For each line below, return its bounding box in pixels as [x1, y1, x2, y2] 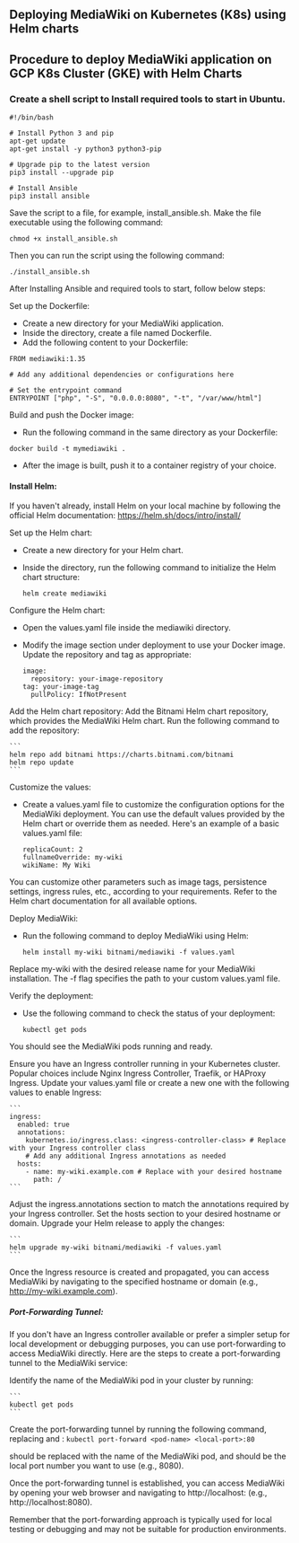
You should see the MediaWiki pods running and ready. [9, 1041, 213, 1052]
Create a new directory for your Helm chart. [21, 545, 184, 556]
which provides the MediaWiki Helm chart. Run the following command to [9, 716, 280, 727]
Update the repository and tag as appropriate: [21, 649, 192, 660]
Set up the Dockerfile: [9, 301, 90, 312]
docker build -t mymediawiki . [9, 445, 126, 454]
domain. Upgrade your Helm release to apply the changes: [9, 1218, 226, 1229]
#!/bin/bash [9, 113, 54, 122]
